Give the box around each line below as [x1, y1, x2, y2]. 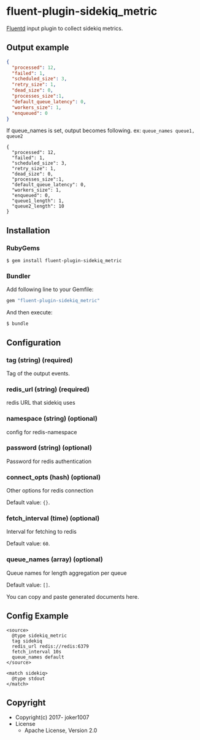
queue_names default [12, 654, 64, 660]
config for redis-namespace [6, 428, 77, 435]
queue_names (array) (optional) [6, 555, 103, 564]
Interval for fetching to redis [6, 528, 77, 536]
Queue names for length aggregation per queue [6, 569, 127, 577]
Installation [6, 225, 50, 236]
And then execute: [6, 309, 53, 316]
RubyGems [6, 244, 40, 252]
